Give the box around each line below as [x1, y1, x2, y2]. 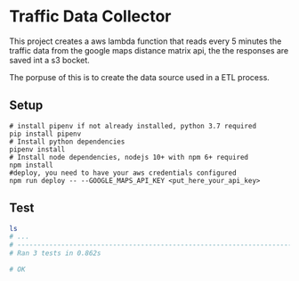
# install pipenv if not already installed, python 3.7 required [9, 121, 256, 130]
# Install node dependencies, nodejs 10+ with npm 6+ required [9, 153, 249, 161]
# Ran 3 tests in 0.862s [9, 249, 101, 258]
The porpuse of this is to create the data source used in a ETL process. [9, 71, 270, 82]
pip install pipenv [9, 129, 82, 138]
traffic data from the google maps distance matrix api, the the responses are [9, 45, 289, 55]
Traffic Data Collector [9, 6, 172, 27]
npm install [9, 161, 53, 169]
